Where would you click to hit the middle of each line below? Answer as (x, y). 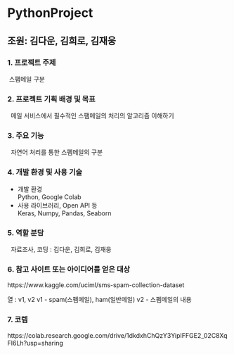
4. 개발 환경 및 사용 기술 (45, 172)
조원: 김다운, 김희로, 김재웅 (62, 40)
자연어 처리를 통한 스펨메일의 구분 (57, 152)
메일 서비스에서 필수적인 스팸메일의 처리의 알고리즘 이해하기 (92, 116)
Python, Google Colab (50, 197)
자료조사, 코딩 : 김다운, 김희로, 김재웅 (61, 249)
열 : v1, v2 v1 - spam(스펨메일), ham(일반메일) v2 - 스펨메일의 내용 (99, 300)
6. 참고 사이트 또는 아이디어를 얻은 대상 (69, 269)
